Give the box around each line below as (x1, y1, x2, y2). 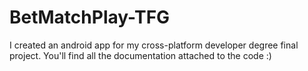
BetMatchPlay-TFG (9, 6, 171, 29)
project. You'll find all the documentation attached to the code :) (9, 49, 272, 61)
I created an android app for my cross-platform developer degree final (9, 39, 299, 51)
